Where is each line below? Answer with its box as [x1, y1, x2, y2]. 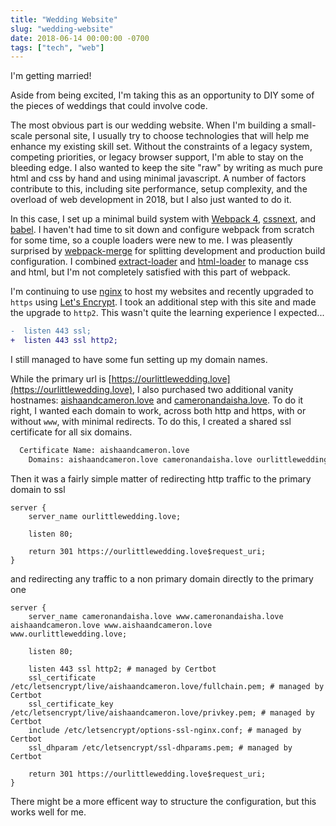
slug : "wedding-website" [10, 24, 114, 34]
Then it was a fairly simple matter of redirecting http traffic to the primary [10, 472, 312, 485]
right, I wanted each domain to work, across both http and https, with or [10, 405, 307, 416]
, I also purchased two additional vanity [132, 384, 294, 395]
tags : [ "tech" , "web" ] [10, 42, 105, 53]
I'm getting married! [10, 70, 92, 82]
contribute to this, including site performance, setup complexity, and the [10, 183, 308, 195]
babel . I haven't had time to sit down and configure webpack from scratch [10, 224, 315, 236]
